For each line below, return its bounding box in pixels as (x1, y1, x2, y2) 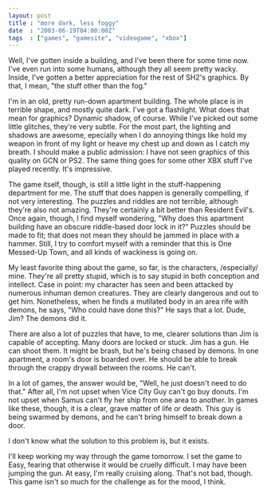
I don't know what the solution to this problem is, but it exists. (8, 436, 210, 446)
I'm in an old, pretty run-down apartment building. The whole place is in (8, 96, 244, 106)
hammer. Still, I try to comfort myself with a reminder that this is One (8, 239, 233, 249)
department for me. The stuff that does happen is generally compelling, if (8, 188, 249, 198)
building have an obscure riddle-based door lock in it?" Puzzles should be (8, 222, 251, 232)
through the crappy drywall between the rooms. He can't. (8, 363, 197, 373)
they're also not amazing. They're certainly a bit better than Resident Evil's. (8, 205, 255, 215)
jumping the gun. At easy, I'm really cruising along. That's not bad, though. (8, 469, 253, 478)
